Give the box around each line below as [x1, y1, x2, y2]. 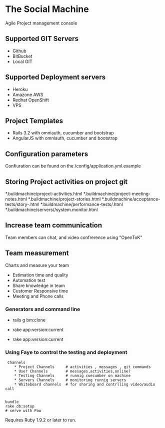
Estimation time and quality [12, 271, 68, 278]
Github [12, 47, 26, 53]
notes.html [5, 196, 27, 202]
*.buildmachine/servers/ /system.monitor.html [5, 206, 98, 212]
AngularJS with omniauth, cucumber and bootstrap [12, 135, 118, 141]
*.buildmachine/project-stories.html [28, 196, 101, 202]
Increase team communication [5, 221, 102, 229]
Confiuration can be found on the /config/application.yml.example [5, 163, 141, 169]
